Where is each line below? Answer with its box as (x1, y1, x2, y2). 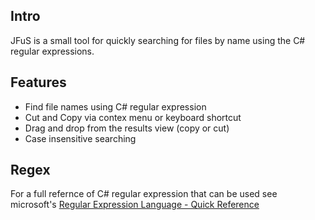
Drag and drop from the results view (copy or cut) (24, 122, 230, 134)
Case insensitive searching (24, 132, 137, 144)
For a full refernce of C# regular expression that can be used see (10, 188, 278, 200)
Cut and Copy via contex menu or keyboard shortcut (24, 111, 242, 123)
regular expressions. (10, 45, 95, 57)
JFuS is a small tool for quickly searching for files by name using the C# (10, 34, 306, 46)
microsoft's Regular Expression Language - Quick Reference (10, 199, 260, 211)
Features (10, 74, 67, 91)
